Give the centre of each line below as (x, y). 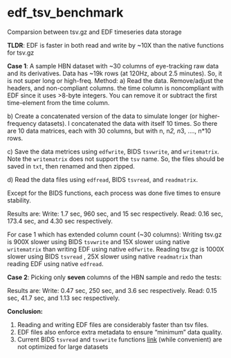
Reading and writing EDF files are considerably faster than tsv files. (113, 324)
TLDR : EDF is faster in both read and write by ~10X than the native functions (115, 45)
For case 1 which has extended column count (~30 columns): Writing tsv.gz (115, 234)
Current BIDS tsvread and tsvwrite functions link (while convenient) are (120, 339)
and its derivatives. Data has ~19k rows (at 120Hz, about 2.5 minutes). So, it (115, 73)
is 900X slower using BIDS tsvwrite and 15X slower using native (99, 242)
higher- (209, 116)
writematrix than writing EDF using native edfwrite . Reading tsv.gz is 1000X (116, 249)
